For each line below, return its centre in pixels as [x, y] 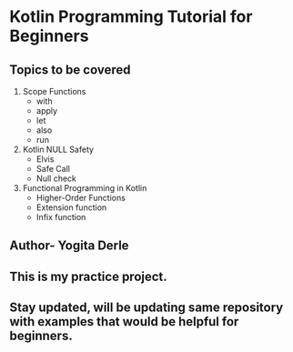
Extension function [71, 207]
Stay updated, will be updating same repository [146, 308]
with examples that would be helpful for [124, 322]
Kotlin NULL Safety [58, 149]
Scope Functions [54, 91]
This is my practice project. [89, 276]
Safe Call [53, 169]
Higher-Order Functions [81, 198]
